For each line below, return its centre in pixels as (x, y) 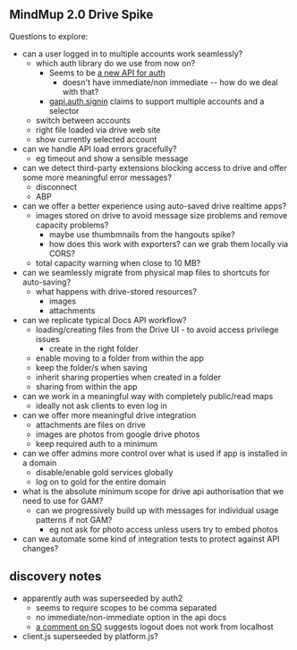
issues (47, 338)
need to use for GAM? (63, 500)
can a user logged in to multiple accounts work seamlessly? (132, 54)
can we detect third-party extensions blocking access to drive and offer (155, 167)
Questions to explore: (49, 36)
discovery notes (55, 577)
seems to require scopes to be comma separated (126, 607)
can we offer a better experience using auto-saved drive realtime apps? (154, 206)
